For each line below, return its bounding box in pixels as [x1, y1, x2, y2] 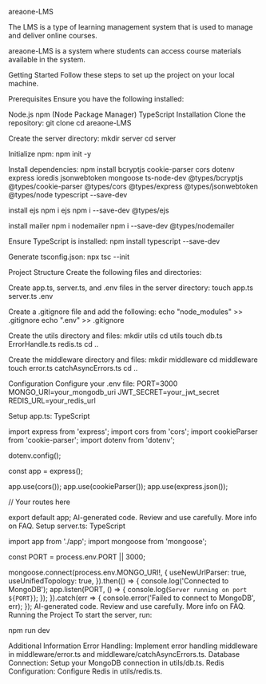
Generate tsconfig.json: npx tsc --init [8, 252, 130, 261]
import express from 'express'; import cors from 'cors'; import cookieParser [8, 427, 258, 436]
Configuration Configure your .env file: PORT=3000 [8, 379, 178, 388]
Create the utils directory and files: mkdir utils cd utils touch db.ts [8, 331, 223, 340]
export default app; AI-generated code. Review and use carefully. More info [8, 513, 257, 522]
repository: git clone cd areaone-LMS [8, 118, 132, 127]
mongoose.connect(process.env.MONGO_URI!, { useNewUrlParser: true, [8, 567, 247, 577]
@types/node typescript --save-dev [8, 190, 128, 199]
